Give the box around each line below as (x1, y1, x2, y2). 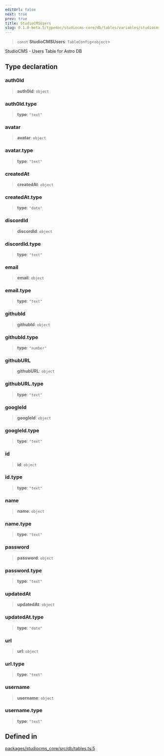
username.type (5, 707, 42, 714)
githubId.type (5, 334, 39, 341)
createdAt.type (5, 194, 42, 201)
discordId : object (17, 228, 53, 234)
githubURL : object (17, 368, 55, 374)
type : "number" (17, 345, 47, 351)
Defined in (5, 733, 38, 741)
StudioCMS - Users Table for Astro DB (5, 48, 82, 54)
